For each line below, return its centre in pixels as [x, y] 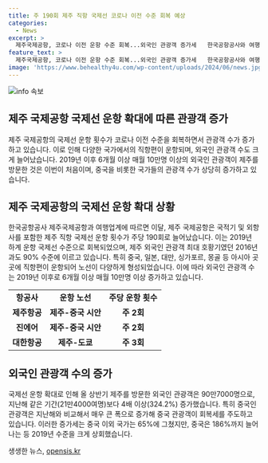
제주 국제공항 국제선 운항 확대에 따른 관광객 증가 [118, 119]
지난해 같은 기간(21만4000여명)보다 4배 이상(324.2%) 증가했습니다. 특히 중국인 [132, 404]
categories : [28, 23]
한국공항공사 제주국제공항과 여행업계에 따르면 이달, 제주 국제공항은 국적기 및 [126, 227]
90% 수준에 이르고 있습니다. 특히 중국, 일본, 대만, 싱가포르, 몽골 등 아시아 [137, 257]
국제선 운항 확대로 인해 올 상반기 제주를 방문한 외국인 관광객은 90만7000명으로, [132, 394]
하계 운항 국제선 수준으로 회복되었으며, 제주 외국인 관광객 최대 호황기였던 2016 [130, 247]
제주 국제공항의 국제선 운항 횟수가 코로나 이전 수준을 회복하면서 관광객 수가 [124, 139]
